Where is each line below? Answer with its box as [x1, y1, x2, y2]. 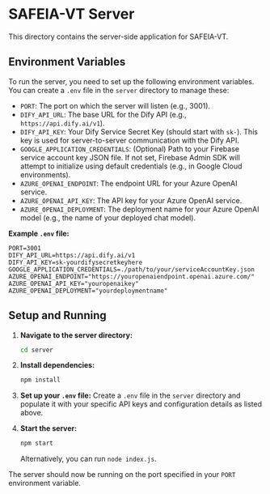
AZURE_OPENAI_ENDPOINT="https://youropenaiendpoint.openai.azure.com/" [8, 272, 255, 280]
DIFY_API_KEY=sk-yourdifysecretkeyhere [8, 258, 143, 266]
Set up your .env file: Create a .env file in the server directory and [19, 390, 241, 401]
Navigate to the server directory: [19, 330, 133, 340]
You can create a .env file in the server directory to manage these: [8, 85, 230, 95]
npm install [19, 376, 61, 385]
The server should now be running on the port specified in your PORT [8, 470, 236, 479]
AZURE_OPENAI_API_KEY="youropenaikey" [8, 279, 139, 287]
